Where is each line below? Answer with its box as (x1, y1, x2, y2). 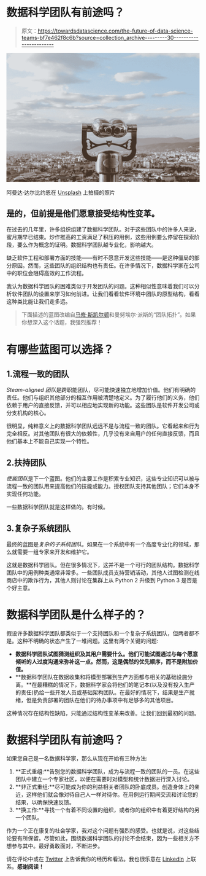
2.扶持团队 (6, 457, 47, 467)
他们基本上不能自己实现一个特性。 (6, 437, 93, 445)
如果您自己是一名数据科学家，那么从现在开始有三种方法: (6, 754, 148, 762)
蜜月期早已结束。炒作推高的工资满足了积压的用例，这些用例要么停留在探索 (6, 233, 194, 241)
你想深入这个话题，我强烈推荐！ (21, 319, 102, 326)
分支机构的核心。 (6, 409, 50, 416)
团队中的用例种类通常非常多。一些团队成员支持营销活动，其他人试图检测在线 (6, 569, 200, 576)
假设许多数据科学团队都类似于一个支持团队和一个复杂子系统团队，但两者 (6, 629, 189, 636)
